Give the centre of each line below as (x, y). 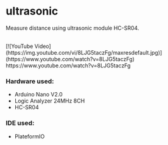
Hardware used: (30, 81)
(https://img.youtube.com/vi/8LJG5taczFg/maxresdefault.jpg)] (84, 52)
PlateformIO (30, 136)
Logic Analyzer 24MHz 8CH (50, 101)
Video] (43, 46)
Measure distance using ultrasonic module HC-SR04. (72, 28)
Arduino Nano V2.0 (39, 95)
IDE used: (20, 123)
